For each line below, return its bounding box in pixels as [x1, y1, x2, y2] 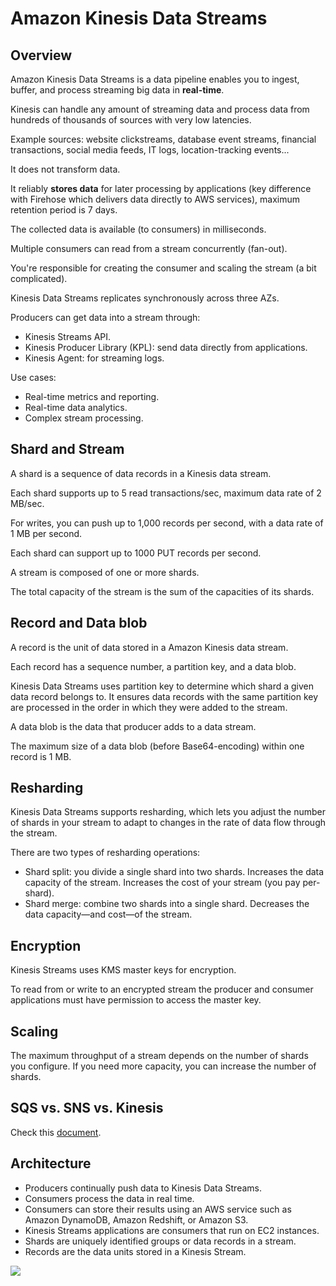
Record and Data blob [10, 615, 148, 632]
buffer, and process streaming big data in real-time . [10, 84, 225, 96]
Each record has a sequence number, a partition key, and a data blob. [10, 660, 297, 672]
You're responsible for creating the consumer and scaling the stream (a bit [10, 262, 317, 274]
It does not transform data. [10, 163, 121, 175]
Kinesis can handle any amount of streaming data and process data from [10, 103, 310, 115]
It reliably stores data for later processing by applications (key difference [10, 183, 312, 194]
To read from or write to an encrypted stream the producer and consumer [10, 983, 314, 996]
